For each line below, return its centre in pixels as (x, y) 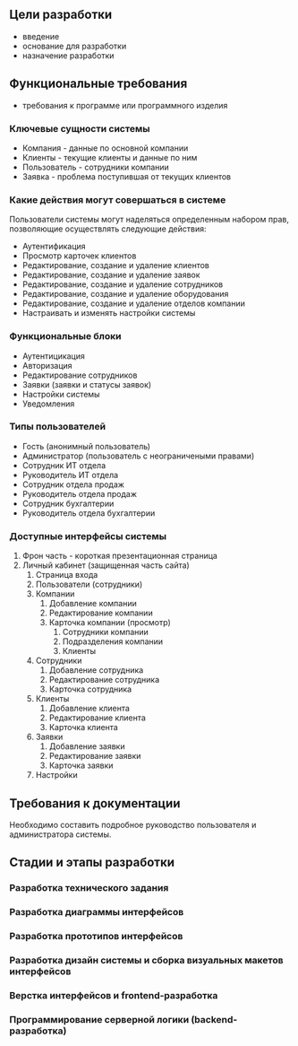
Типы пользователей (57, 427)
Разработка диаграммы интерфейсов (97, 912)
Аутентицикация (53, 356)
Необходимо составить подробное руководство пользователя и (133, 824)
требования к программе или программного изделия (125, 105)
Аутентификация (54, 247)
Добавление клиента (89, 709)
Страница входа (67, 575)
